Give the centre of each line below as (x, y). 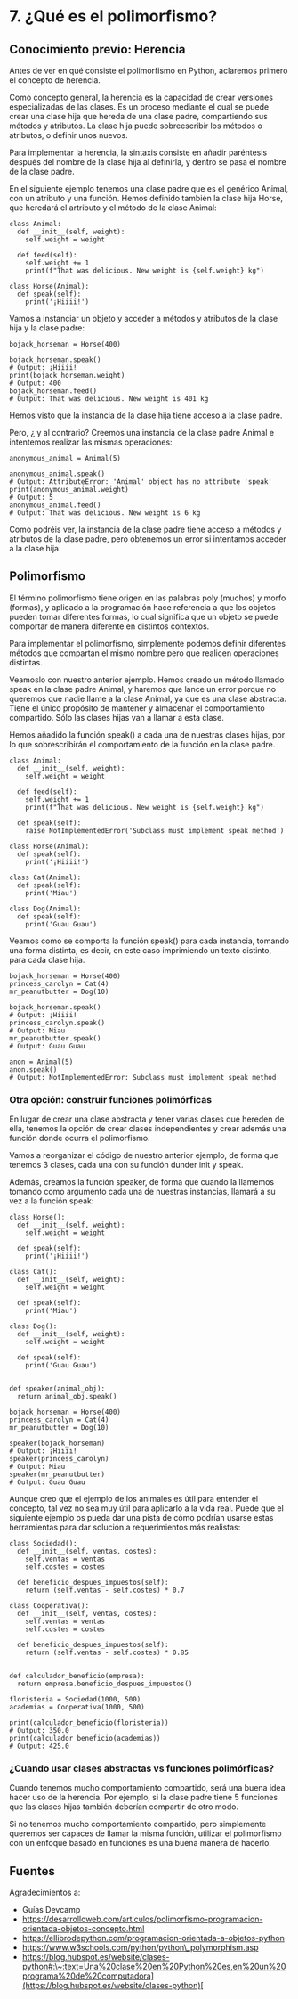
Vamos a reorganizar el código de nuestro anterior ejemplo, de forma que (144, 1155)
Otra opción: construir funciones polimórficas (110, 1099)
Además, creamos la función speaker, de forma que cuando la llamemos (141, 1182)
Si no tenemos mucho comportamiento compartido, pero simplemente (138, 1824)
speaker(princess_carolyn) (59, 1459)
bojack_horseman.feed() (53, 391)
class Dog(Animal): (45, 909)
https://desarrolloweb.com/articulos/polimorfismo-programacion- (142, 1919)
